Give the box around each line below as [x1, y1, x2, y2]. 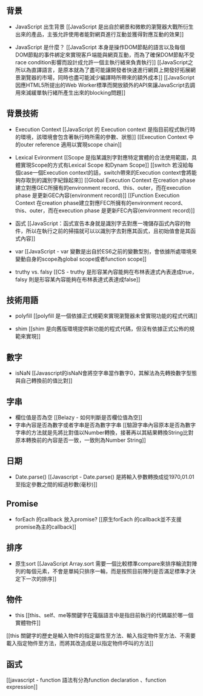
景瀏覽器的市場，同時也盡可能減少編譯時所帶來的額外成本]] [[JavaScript [15, 73, 195, 81]
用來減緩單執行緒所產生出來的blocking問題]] [15, 89, 126, 96]
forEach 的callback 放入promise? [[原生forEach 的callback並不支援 [15, 515, 182, 523]
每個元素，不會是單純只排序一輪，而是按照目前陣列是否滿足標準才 [25, 567, 191, 575]
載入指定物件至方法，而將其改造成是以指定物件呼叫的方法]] [6, 640, 154, 647]
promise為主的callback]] [15, 523, 77, 530]
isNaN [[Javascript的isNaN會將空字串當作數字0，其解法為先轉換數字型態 [15, 369, 197, 377]
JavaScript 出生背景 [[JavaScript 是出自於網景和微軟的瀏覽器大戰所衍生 [15, 23, 194, 30]
